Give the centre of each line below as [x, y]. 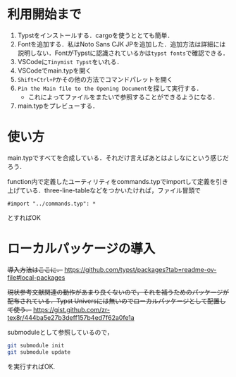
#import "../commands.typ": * [52, 204]
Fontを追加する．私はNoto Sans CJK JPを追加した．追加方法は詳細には [122, 44]
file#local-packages [36, 277]
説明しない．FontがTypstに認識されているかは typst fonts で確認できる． [123, 53]
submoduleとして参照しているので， [60, 332]
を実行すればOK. [31, 366]
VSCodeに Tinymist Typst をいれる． [70, 61]
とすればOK [24, 217]
